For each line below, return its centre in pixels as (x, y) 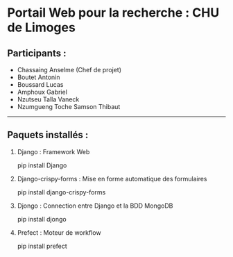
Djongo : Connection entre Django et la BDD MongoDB (95, 206)
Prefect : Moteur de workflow (59, 232)
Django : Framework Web (53, 151)
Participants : (37, 53)
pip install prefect (42, 246)
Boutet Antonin (38, 77)
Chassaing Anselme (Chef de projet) (69, 70)
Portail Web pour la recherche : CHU (113, 13)
